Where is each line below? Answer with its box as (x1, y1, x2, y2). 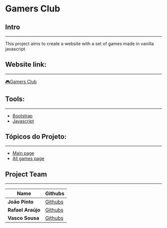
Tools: (5, 95, 25, 104)
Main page (12, 150, 35, 156)
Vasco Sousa (7, 215, 40, 222)
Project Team (5, 170, 47, 178)
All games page (12, 155, 45, 162)
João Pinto (7, 199, 34, 206)
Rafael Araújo (7, 207, 41, 214)
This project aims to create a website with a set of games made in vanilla (5, 41, 154, 46)
